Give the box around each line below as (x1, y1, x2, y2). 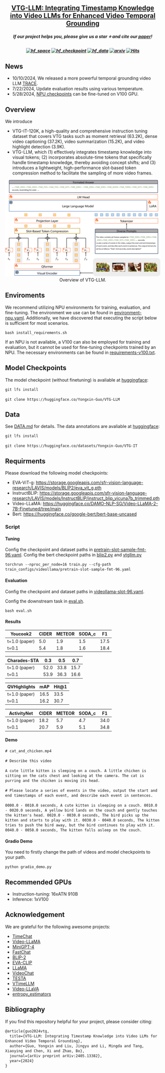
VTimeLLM (12, 981, 34, 987)
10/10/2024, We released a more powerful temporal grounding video (12, 75, 151, 81)
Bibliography (5, 1005, 45, 1014)
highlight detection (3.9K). (12, 143, 66, 150)
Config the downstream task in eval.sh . (5, 598, 85, 604)
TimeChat (12, 933, 33, 939)
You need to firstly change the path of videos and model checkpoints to (5, 849, 151, 855)
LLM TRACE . (12, 81, 38, 86)
